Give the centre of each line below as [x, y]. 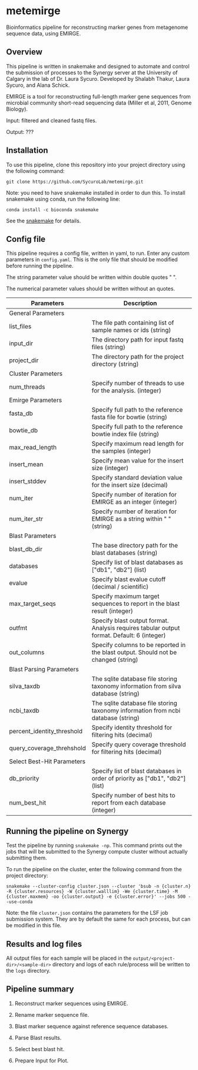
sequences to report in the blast [136, 604]
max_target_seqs [32, 604]
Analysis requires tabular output [136, 628]
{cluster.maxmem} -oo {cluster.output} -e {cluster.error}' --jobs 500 [96, 897]
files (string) [108, 347]
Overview [24, 52]
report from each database [129, 803]
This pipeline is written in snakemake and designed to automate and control [98, 66]
